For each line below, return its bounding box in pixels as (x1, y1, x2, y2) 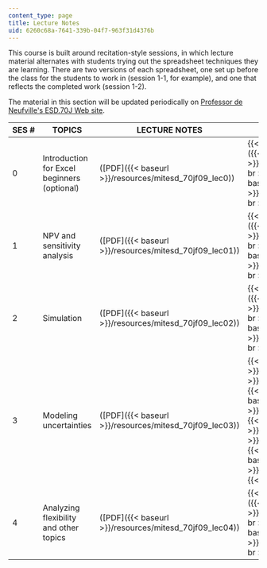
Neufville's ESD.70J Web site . (8, 106, 106, 115)
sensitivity (42, 240, 81, 251)
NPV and (42, 230, 76, 241)
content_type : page (8, 11, 73, 20)
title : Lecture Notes (8, 19, 80, 27)
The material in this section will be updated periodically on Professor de (8, 97, 243, 107)
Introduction (42, 153, 89, 164)
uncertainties (42, 420, 92, 431)
